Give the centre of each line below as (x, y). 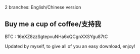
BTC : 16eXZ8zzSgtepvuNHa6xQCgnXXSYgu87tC (56, 36)
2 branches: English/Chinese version (43, 7)
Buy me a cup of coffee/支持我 (53, 24)
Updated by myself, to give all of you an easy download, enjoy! (70, 46)
